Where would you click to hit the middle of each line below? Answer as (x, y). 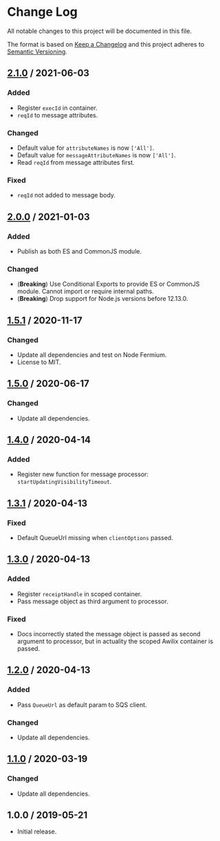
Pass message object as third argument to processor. (92, 601)
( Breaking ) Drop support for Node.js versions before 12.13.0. (102, 299)
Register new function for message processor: (83, 474)
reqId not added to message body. (66, 195)
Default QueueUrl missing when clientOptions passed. (95, 537)
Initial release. (37, 831)
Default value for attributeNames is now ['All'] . (86, 148)
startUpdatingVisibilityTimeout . (64, 482)
